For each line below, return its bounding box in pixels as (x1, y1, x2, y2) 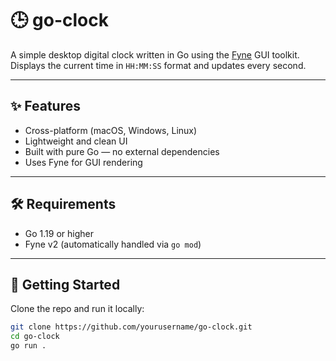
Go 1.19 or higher (24, 227, 94, 239)
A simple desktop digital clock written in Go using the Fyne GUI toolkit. (10, 48, 300, 61)
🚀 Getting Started (10, 276, 121, 293)
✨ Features (10, 98, 81, 115)
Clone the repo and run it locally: (10, 303, 145, 315)
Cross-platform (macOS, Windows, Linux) (24, 124, 198, 136)
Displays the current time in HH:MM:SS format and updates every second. (10, 59, 307, 71)
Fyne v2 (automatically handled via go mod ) (24, 238, 202, 250)
